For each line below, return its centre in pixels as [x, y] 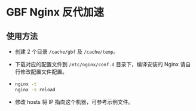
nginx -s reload [35, 90]
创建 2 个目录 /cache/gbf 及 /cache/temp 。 [67, 52]
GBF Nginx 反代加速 [55, 12]
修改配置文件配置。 [44, 72]
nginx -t [26, 84]
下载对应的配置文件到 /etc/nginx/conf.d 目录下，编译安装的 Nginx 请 [100, 64]
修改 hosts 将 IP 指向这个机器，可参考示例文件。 [74, 101]
